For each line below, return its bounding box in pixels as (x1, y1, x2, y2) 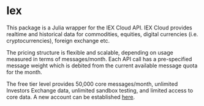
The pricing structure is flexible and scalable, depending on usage (6, 48, 173, 56)
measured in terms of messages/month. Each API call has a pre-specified (6, 55, 192, 62)
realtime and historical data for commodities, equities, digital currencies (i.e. (6, 30, 198, 37)
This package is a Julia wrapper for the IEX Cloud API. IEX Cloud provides (6, 24, 193, 31)
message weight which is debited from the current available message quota (6, 62, 198, 69)
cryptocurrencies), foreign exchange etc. (6, 37, 110, 44)
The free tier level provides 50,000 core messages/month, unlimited (6, 80, 178, 88)
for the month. (6, 68, 43, 75)
